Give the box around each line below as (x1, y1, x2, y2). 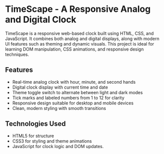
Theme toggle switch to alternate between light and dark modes (12, 89, 143, 95)
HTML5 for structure (12, 133, 54, 139)
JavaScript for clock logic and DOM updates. (12, 143, 104, 149)
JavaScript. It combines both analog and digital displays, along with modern (5, 36, 160, 42)
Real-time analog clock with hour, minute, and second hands (12, 79, 136, 85)
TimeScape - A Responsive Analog (5, 3, 151, 15)
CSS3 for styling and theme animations (12, 138, 92, 144)
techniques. (5, 51, 29, 57)
